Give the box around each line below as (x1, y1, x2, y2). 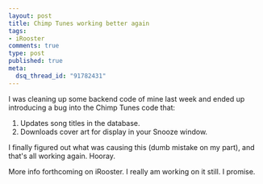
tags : (8, 27, 27, 35)
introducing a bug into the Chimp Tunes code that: (8, 102, 176, 112)
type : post (8, 49, 45, 57)
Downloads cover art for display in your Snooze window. (19, 127, 208, 136)
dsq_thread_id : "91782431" (15, 72, 106, 80)
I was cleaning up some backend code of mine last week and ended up (8, 94, 245, 103)
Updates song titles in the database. (19, 118, 140, 128)
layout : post (8, 11, 52, 20)
